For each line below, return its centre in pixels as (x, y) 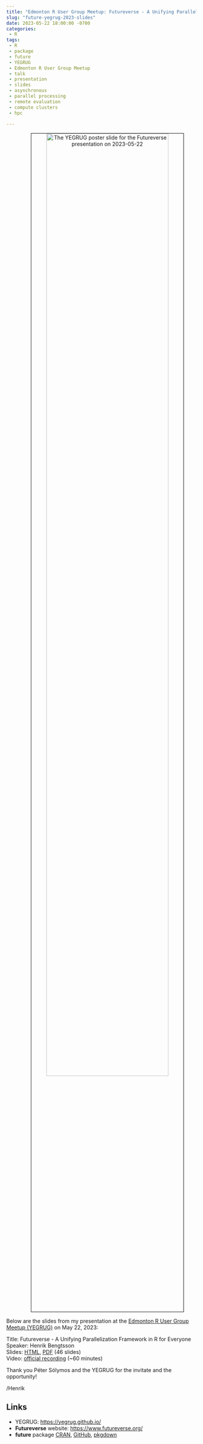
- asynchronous (28, 91)
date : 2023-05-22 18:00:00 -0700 (48, 23)
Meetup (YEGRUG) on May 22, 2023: (52, 1327)
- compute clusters (34, 107)
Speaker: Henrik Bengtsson (40, 1346)
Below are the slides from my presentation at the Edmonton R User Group (98, 1321)
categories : (21, 29)
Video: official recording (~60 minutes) (54, 1358)
